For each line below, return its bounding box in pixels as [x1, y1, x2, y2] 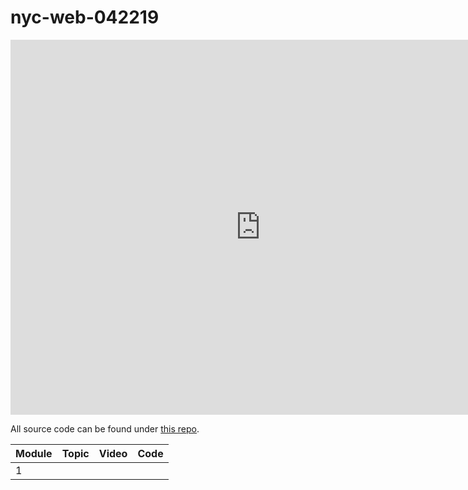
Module [15, 446, 53, 460]
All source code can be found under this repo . [10, 422, 200, 435]
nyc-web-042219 [10, 6, 160, 29]
